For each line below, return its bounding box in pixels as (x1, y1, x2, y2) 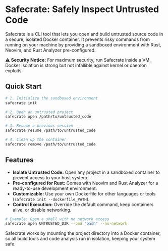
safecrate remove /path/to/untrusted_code (5, 141, 96, 147)
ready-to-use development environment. (12, 185, 97, 191)
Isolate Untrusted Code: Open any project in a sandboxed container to (12, 169, 160, 175)
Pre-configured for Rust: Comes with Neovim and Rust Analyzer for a (12, 180, 158, 186)
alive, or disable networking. (12, 207, 72, 213)
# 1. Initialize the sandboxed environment (5, 95, 98, 101)
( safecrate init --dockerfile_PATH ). (12, 196, 90, 202)
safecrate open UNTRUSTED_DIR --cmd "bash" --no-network (5, 221, 128, 226)
